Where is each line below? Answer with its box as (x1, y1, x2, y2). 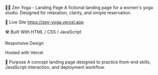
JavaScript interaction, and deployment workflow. (5, 64, 105, 70)
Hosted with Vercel (5, 50, 44, 56)
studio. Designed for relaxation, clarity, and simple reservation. (5, 10, 132, 16)
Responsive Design (5, 40, 44, 46)
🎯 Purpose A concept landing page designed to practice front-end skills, (5, 59, 151, 65)
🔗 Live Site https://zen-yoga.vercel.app (5, 19, 84, 25)
